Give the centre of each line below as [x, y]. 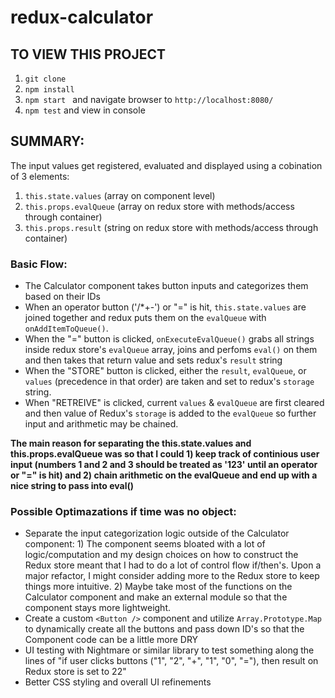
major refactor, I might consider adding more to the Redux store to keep [172, 576]
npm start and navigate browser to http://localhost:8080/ [149, 99]
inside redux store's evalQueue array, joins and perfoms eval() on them [171, 350]
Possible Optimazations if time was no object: [123, 512]
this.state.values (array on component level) [120, 195]
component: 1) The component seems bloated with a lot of [145, 544]
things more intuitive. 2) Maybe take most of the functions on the [158, 587]
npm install [49, 90]
